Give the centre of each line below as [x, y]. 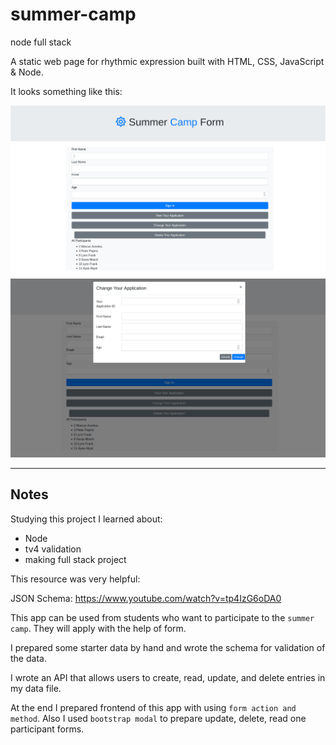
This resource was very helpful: [75, 579]
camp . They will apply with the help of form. [98, 628]
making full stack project [75, 559]
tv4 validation [53, 549]
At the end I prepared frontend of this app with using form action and [153, 707]
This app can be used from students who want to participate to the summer [162, 617]
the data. [28, 658]
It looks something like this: [66, 91]
